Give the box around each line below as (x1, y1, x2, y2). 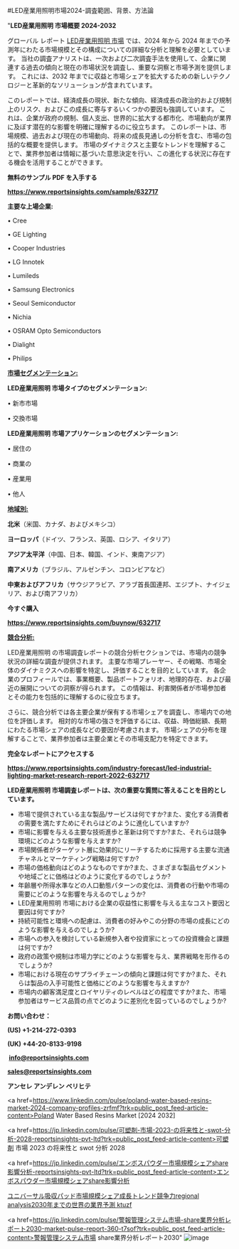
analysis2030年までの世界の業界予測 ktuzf (7, 1201, 132, 1208)
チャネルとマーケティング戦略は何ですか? (17, 854, 139, 862)
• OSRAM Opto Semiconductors (7, 326, 102, 335)
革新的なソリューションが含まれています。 (31, 81, 156, 89)
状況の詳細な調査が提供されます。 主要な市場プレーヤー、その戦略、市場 (7, 657, 221, 665)
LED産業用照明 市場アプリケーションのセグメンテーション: (7, 429, 179, 437)
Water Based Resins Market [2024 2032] (55, 1111, 176, 1120)
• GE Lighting (7, 230, 47, 238)
